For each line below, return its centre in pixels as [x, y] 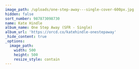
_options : [15, 41]
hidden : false [20, 14]
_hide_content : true [26, 37]
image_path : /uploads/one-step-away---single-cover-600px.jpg [69, 9]
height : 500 [26, 55]
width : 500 [25, 50]
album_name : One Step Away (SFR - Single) [49, 28]
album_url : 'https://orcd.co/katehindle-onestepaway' [61, 32]
